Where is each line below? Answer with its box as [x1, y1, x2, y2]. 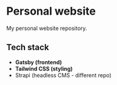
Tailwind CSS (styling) [15, 65, 73, 72]
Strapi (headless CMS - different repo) [15, 72, 112, 79]
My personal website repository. [6, 24, 87, 32]
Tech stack [6, 42, 49, 53]
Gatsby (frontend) [15, 58, 62, 65]
